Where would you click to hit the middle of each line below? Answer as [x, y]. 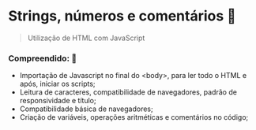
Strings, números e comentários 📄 [122, 16]
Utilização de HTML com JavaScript [86, 38]
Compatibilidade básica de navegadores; [86, 109]
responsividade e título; [58, 101]
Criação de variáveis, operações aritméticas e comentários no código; [134, 117]
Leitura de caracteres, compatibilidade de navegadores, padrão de [128, 92]
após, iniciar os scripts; [58, 84]
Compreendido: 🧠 [43, 58]
